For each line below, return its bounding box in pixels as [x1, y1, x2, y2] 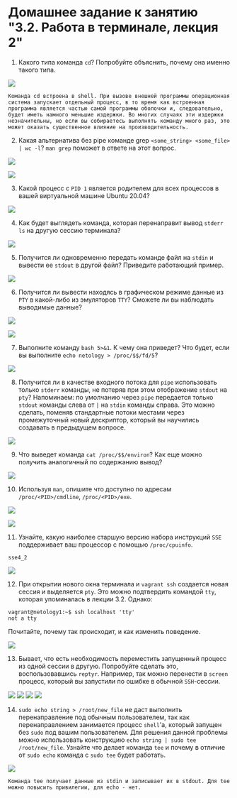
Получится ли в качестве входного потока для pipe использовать [18, 378, 218, 386]
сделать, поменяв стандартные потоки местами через [18, 408, 185, 416]
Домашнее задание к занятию [8, 4, 199, 21]
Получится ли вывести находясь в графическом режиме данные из [18, 288, 224, 296]
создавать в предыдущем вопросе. [18, 423, 126, 432]
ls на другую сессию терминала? [18, 226, 121, 234]
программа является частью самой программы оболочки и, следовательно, [8, 104, 224, 112]
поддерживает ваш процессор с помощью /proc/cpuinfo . [18, 540, 193, 549]
